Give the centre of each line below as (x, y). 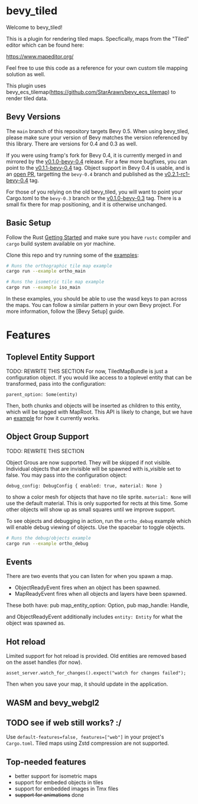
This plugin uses (26, 85)
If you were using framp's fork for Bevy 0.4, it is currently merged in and (94, 155)
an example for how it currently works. (53, 418)
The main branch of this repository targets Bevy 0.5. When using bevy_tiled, (98, 131)
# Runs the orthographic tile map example (59, 266)
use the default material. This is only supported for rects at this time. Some (97, 503)
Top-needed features (46, 762)
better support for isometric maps (56, 776)
